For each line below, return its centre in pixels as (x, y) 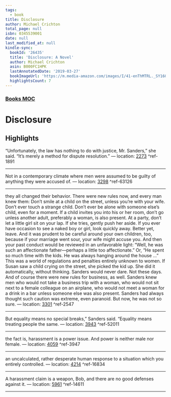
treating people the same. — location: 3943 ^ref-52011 (62, 324)
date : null (17, 39)
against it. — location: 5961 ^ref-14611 (45, 384)
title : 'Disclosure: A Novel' (42, 57)
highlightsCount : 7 (31, 81)
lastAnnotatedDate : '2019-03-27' (45, 72)
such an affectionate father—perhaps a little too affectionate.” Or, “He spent (85, 250)
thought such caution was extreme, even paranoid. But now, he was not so (83, 298)
